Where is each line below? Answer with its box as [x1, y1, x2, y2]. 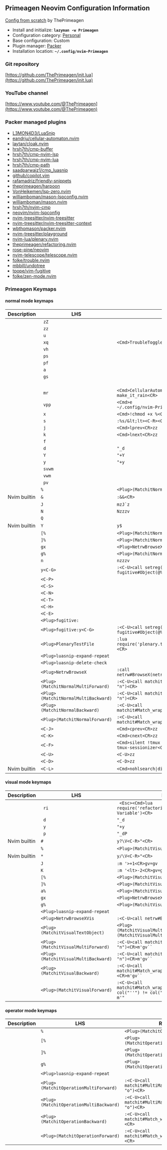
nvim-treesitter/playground [12, 230, 68, 236]
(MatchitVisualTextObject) [40, 930, 105, 936]
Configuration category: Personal [12, 32, 81, 38]
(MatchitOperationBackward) [40, 1119, 107, 1125]
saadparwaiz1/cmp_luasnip [12, 167, 68, 173]
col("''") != [116, 990, 148, 995]
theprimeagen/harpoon [12, 183, 60, 189]
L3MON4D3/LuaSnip [12, 130, 56, 136]
